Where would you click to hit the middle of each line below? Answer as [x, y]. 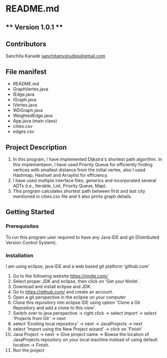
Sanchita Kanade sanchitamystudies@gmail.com [56, 56]
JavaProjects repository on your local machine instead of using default [85, 340]
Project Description [36, 147]
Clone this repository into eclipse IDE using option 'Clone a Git [77, 302]
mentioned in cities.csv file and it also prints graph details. [72, 196]
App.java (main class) [35, 121]
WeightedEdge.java [33, 116]
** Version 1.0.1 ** [34, 27]
